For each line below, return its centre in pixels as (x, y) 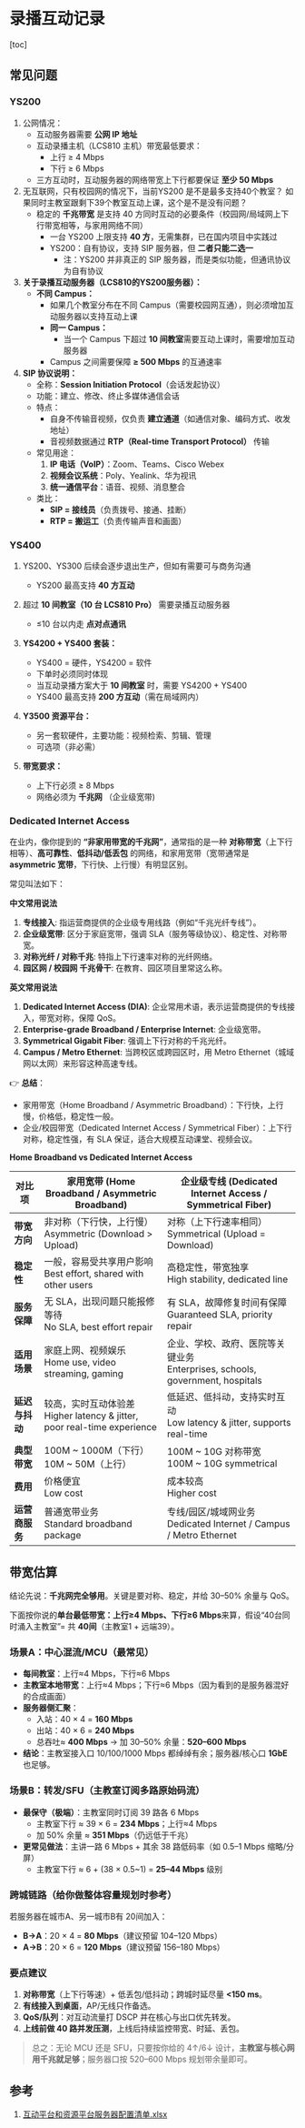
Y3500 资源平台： (57, 716)
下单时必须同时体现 (72, 673)
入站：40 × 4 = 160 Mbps (84, 1720)
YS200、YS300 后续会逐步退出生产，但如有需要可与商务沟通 (137, 566)
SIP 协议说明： (50, 373)
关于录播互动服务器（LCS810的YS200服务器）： (112, 282)
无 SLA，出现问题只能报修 (99, 1302)
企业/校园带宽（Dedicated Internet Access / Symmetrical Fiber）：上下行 (157, 1128)
